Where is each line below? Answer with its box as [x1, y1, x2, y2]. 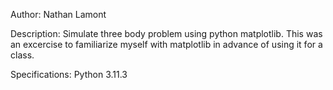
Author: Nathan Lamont [10, 9, 107, 20]
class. [10, 49, 35, 61]
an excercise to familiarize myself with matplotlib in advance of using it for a [10, 39, 323, 50]
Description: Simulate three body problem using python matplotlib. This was [10, 28, 323, 39]
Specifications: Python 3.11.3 [10, 69, 128, 80]
